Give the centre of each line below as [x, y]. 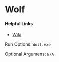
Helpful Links [19, 23]
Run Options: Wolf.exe [28, 44]
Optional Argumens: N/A [30, 54]
